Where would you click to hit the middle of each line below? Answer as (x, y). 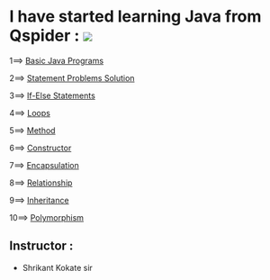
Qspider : (45, 36)
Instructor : (41, 246)
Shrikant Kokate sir (57, 267)
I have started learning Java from (135, 17)
